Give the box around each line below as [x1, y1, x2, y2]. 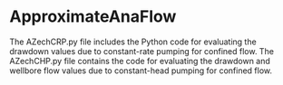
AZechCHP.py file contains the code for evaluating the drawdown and [9, 55, 270, 66]
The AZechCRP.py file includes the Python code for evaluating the [9, 36, 257, 47]
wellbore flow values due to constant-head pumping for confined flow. [9, 65, 273, 76]
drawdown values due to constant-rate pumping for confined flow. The [9, 45, 275, 56]
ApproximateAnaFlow [9, 6, 177, 27]
